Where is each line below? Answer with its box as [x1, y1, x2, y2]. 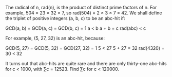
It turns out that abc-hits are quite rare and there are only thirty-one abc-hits [5, 61, 167, 66]
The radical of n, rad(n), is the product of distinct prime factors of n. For [5, 5, 157, 10]
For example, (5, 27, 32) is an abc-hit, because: [5, 35, 105, 41]
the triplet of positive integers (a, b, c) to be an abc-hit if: [5, 15, 126, 21]
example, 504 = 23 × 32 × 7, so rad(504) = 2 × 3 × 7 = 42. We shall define [5, 10, 163, 16]
